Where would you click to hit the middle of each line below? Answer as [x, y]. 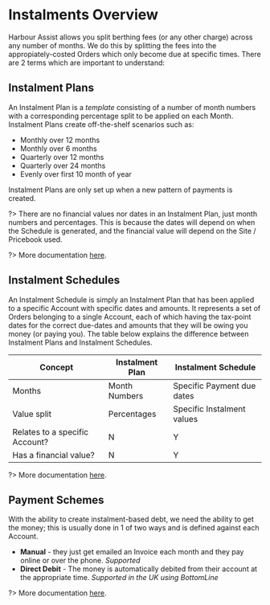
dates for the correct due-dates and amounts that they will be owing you [128, 325]
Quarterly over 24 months [63, 166]
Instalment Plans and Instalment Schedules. [80, 342]
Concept [57, 367]
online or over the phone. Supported [80, 561]
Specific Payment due [214, 386]
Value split [32, 414]
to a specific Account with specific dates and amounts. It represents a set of [135, 308]
